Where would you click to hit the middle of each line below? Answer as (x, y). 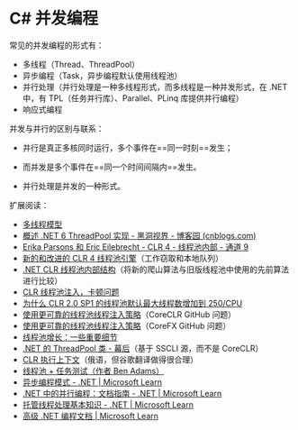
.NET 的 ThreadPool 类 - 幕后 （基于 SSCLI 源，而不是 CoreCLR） (143, 348)
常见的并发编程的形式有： (57, 45)
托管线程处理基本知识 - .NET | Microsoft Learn (108, 404)
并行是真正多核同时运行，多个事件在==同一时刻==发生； (127, 147)
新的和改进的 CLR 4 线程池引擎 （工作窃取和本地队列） (122, 258)
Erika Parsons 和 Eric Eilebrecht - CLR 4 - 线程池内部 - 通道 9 (135, 247)
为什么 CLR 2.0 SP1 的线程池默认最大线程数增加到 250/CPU (132, 303)
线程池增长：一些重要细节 (70, 337)
